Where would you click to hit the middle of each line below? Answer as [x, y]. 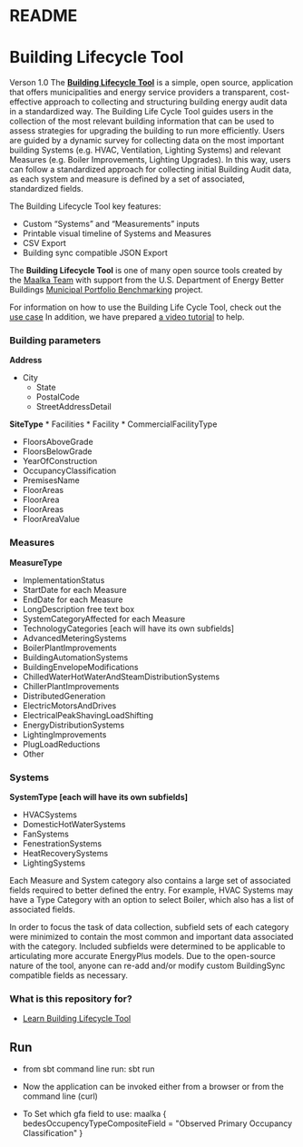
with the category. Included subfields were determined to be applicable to [147, 946]
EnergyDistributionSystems [73, 725]
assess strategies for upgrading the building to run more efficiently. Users [147, 131]
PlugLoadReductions [61, 744]
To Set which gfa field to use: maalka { [94, 1114]
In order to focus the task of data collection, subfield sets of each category [149, 927]
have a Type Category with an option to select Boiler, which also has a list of [152, 900]
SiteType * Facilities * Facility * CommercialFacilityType [113, 424]
